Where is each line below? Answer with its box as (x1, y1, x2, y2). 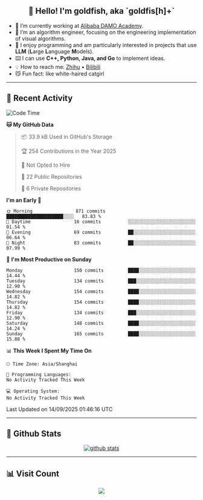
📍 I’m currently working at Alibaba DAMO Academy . (14, 22, 144, 29)
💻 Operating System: (6, 388, 60, 394)
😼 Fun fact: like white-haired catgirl (14, 70, 105, 77)
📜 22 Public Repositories (21, 173, 83, 180)
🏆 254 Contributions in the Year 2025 (21, 147, 117, 155)
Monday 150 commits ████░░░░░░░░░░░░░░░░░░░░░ (6, 267, 196, 274)
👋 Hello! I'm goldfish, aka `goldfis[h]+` (28, 6, 175, 16)
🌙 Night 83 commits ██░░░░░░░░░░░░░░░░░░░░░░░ (6, 240, 196, 246)
